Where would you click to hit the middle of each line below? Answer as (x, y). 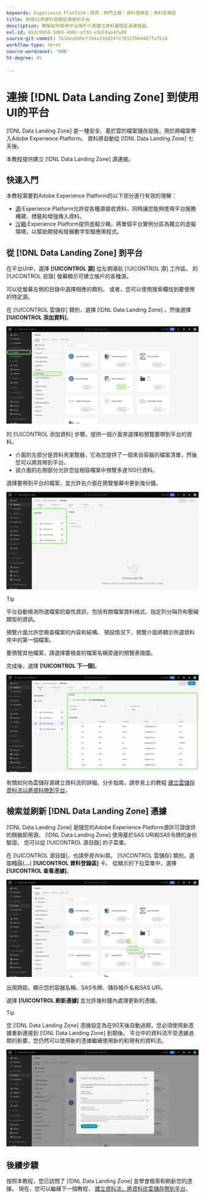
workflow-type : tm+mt (34, 45)
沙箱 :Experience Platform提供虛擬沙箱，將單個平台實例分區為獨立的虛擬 (106, 224)
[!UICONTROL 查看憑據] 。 (39, 871)
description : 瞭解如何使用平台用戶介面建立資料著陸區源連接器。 (79, 26)
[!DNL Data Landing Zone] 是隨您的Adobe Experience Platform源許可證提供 (101, 827)
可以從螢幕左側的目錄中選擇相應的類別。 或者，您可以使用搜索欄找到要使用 (101, 289)
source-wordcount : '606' (38, 52)
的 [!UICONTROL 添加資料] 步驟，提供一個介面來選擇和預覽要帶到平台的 (97, 434)
